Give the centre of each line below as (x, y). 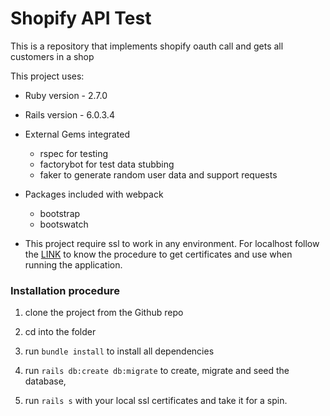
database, (45, 381)
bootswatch (64, 224)
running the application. (73, 264)
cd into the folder (60, 332)
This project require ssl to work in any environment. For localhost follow (172, 243)
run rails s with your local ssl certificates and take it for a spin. (156, 401)
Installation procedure (65, 290)
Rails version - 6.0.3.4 (69, 114)
